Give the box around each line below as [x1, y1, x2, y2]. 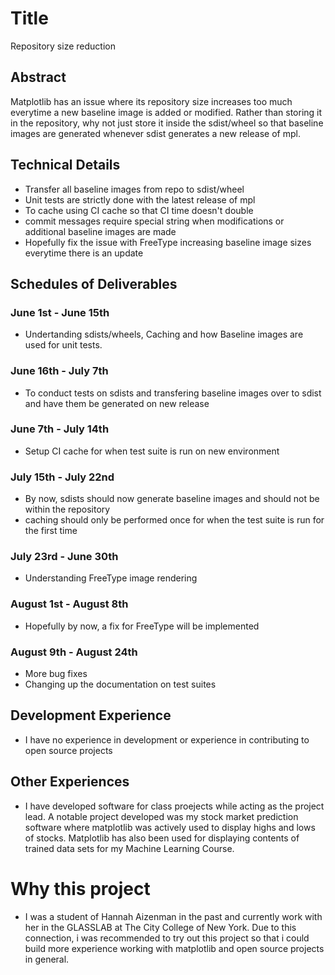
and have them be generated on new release [24, 397, 210, 409]
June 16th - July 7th [10, 364, 109, 378]
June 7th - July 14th [10, 422, 110, 436]
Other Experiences [10, 773, 130, 791]
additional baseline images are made [24, 225, 177, 237]
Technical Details [10, 157, 121, 174]
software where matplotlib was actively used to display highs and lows [24, 821, 316, 833]
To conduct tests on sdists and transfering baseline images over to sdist [24, 387, 322, 399]
